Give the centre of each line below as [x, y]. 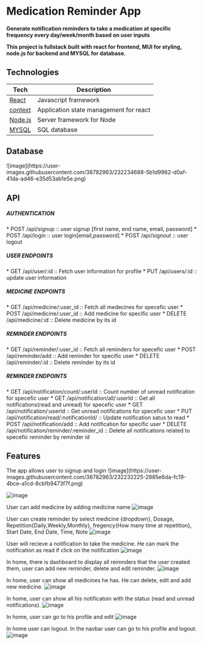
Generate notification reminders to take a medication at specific [89, 28]
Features [23, 456]
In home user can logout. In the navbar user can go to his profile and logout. [101, 629]
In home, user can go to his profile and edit [60, 617]
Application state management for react [94, 110]
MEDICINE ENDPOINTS [36, 291]
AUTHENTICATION [30, 213]
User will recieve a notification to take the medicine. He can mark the [93, 544]
